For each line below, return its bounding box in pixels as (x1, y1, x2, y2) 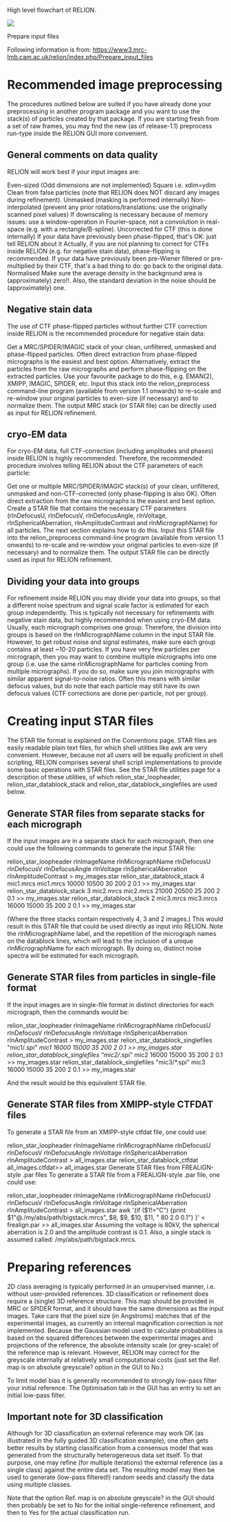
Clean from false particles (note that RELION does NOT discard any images (7, 188, 220, 196)
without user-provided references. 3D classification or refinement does (7, 1289, 209, 1298)
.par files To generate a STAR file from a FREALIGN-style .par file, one (22, 1170, 220, 1179)
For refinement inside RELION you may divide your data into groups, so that (7, 594, 221, 603)
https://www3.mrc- (92, 46, 148, 54)
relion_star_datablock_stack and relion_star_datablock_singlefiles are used (7, 780, 218, 789)
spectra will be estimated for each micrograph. (7, 951, 140, 959)
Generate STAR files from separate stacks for (7, 808, 205, 819)
